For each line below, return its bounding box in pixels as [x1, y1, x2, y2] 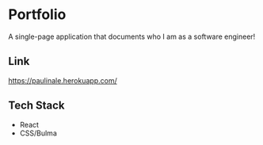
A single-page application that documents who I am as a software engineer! [8, 32, 256, 41]
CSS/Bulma [19, 128, 57, 138]
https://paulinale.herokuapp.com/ [8, 75, 117, 85]
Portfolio [8, 6, 67, 24]
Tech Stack [8, 99, 65, 113]
